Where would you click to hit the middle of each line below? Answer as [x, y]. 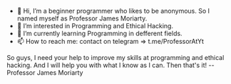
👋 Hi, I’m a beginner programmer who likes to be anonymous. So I [113, 11]
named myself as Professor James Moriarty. [82, 18]
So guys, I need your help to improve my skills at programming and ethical [115, 58]
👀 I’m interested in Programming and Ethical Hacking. [95, 26]
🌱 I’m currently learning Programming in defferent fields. [99, 33]
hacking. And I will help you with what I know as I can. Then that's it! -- [111, 65]
